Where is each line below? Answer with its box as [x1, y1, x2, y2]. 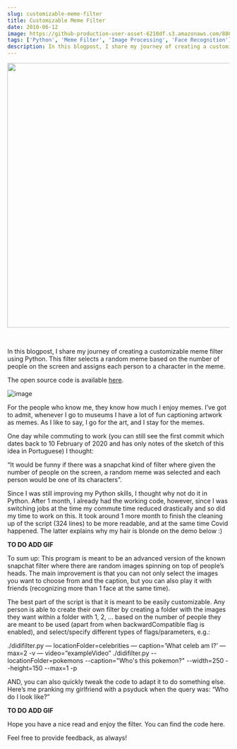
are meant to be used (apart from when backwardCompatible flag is [7, 621, 205, 628]
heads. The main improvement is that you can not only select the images [7, 569, 219, 577]
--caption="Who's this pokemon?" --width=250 [84, 657, 224, 664]
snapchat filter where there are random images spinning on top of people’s [7, 562, 224, 570]
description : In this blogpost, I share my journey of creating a [7, 43, 207, 50]
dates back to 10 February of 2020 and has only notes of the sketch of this [7, 439, 224, 448]
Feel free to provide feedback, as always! [7, 733, 128, 742]
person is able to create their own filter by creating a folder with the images [7, 605, 226, 613]
